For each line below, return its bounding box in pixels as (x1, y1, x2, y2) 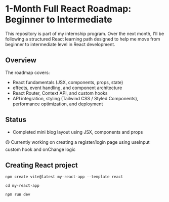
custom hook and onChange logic (5, 146, 76, 152)
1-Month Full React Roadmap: (5, 3, 132, 15)
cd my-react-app (5, 183, 39, 188)
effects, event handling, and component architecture (12, 85, 122, 91)
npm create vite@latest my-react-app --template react (5, 174, 123, 180)
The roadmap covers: (5, 69, 50, 75)
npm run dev (5, 192, 30, 197)
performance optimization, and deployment (12, 101, 103, 107)
